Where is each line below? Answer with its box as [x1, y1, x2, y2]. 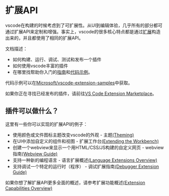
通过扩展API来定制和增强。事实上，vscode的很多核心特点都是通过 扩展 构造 [5, 28, 161, 34]
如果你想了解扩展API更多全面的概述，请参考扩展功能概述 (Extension [5, 179, 146, 185]
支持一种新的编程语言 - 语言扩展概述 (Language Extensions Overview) [12, 157, 158, 163]
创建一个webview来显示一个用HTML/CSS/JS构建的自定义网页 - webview [12, 144, 164, 151]
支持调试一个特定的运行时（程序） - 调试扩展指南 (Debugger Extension [12, 163, 159, 169]
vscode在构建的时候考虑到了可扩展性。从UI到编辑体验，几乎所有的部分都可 [5, 22, 163, 28]
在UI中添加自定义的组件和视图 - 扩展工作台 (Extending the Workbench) [12, 138, 159, 144]
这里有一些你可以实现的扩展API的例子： [5, 121, 88, 127]
